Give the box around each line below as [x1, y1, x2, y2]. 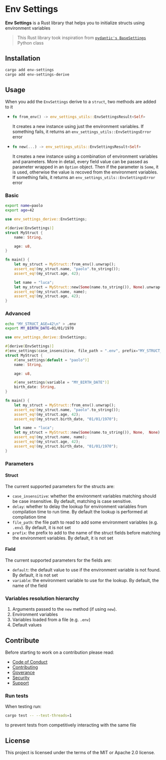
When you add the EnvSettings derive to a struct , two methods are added [5, 99, 157, 105]
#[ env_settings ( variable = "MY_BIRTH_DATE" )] [14, 380, 110, 385]
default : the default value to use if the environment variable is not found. [12, 567, 161, 573]
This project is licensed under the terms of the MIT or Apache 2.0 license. [5, 750, 156, 756]
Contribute [5, 636, 40, 645]
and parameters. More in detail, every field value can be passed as [12, 159, 148, 165]
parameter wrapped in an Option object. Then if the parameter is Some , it [12, 164, 159, 170]
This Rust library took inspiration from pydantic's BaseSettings [17, 35, 146, 41]
